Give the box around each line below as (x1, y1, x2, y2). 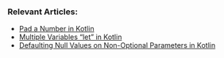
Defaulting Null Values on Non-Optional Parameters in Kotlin (18, 41, 216, 50)
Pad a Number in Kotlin (18, 24, 95, 34)
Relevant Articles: (7, 6, 79, 17)
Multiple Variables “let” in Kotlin (18, 32, 122, 42)
